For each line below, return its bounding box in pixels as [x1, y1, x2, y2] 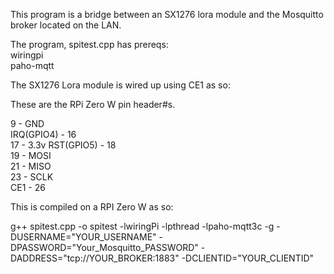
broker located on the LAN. [10, 19, 122, 31]
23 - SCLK [10, 171, 54, 183]
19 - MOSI [10, 150, 52, 161]
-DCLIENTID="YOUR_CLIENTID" [181, 252, 315, 264]
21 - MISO [10, 160, 52, 172]
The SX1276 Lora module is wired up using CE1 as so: [10, 79, 231, 91]
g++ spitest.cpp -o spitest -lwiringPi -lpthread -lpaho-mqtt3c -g [10, 220, 275, 232]
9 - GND [10, 118, 45, 129]
